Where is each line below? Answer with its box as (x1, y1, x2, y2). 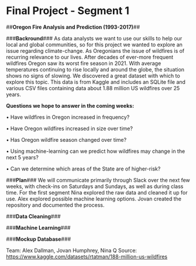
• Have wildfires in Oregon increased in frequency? (6, 113, 130, 121)
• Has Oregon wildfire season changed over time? (6, 136, 127, 143)
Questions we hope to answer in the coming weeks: (6, 102, 135, 109)
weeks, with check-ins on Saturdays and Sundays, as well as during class (6, 183, 184, 190)
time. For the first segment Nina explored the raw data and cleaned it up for (6, 189, 188, 196)
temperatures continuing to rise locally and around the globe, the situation (6, 66, 185, 73)
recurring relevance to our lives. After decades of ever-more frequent (6, 53, 174, 60)
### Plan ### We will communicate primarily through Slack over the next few (6, 176, 190, 183)
